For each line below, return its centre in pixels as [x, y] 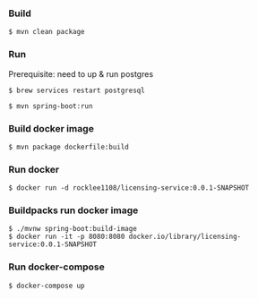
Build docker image [52, 128]
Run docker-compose [56, 267]
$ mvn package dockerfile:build [69, 147]
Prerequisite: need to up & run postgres [81, 73]
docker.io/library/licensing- [185, 237]
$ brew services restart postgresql [77, 90]
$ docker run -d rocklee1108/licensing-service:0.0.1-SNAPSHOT [129, 188]
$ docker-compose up [47, 286]
